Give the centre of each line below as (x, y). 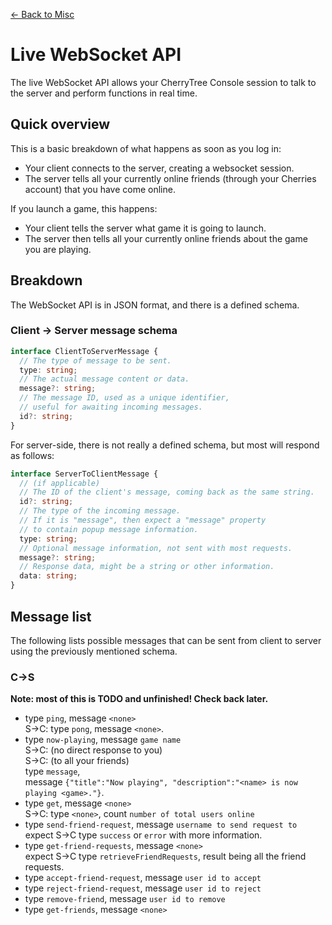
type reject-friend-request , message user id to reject (143, 888)
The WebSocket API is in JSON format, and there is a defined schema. (155, 305)
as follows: (32, 455)
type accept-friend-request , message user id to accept (143, 878)
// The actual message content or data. (104, 379)
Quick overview (60, 124)
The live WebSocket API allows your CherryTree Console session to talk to (163, 82)
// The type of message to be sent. (95, 360)
